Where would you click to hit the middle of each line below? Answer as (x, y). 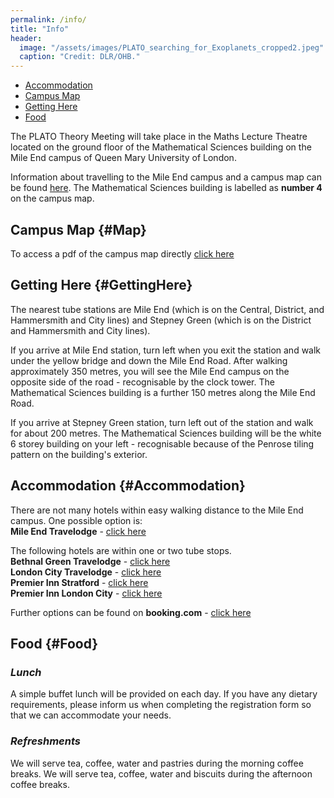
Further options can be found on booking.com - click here (131, 612)
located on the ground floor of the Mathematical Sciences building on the (161, 147)
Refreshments (45, 741)
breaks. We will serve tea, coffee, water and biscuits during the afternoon (161, 773)
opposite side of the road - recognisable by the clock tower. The (142, 382)
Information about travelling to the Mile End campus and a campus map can (166, 177)
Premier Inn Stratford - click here (79, 582)
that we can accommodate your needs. (91, 715)
